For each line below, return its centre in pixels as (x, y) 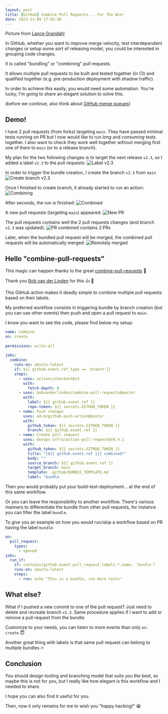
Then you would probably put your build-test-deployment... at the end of (80, 487)
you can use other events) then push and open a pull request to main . (76, 313)
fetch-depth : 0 (43, 388)
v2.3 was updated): (25, 228)
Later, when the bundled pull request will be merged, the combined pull (79, 238)
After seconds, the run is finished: (40, 203)
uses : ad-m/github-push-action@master (64, 416)
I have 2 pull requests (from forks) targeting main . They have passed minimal (84, 132)
